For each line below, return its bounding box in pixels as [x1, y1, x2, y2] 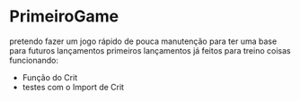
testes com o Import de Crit [22, 81, 124, 92]
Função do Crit [22, 72, 78, 82]
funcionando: [9, 55, 58, 65]
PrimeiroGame [9, 6, 119, 27]
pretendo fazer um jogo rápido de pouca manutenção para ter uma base [9, 36, 278, 46]
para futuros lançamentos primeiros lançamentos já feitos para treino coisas [9, 45, 291, 55]
